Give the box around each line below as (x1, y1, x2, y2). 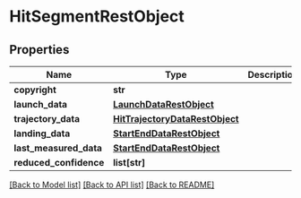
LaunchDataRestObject (113, 99, 215, 110)
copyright (13, 83, 56, 96)
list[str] (113, 157, 146, 168)
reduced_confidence (13, 157, 105, 168)
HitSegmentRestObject (9, 6, 185, 27)
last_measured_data (13, 142, 103, 154)
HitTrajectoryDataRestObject (113, 113, 239, 125)
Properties (9, 42, 70, 57)
